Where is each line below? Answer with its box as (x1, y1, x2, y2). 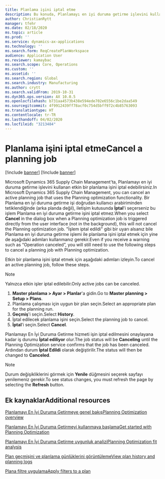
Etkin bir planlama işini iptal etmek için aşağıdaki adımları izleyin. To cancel (5, 256, 155, 262)
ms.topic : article (5, 30, 43, 35)
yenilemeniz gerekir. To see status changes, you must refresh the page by (5, 377, 154, 383)
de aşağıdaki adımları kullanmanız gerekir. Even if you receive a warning (5, 237, 150, 243)
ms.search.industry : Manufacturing (5, 80, 78, 85)
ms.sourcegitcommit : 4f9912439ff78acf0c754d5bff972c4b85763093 (5, 103, 137, 108)
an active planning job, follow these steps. (5, 262, 90, 268)
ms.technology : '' (5, 44, 43, 49)
